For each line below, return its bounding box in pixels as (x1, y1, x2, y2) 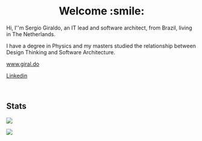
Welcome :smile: (58, 4, 145, 18)
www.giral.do (6, 60, 39, 67)
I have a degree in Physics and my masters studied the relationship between (6, 42, 197, 49)
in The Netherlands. (6, 30, 56, 37)
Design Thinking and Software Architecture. (6, 48, 116, 55)
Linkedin (6, 72, 28, 79)
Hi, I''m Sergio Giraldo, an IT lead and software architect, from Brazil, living (6, 24, 192, 31)
